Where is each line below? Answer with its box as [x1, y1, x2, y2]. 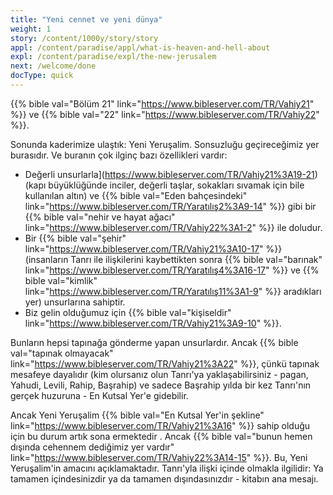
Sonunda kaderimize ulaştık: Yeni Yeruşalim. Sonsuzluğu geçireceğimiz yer [10, 138, 320, 150]
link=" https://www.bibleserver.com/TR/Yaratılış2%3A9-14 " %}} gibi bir [24, 200, 317, 212]
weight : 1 [10, 24, 52, 34]
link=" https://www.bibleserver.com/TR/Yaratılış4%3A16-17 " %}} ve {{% [24, 264, 320, 276]
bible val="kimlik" [24, 274, 98, 286]
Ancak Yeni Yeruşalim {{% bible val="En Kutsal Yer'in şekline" [10, 409, 265, 421]
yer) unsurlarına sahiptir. [24, 296, 126, 308]
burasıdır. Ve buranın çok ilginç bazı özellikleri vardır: [10, 149, 228, 161]
